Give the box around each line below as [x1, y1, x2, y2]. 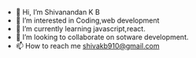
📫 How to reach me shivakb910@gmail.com [15, 42, 160, 50]
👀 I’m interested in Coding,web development [15, 16, 160, 25]
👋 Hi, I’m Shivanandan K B [15, 8, 100, 16]
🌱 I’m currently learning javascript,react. [15, 24, 146, 33]
